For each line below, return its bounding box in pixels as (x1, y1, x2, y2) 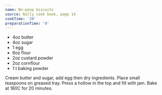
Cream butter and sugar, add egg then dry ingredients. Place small (5, 75, 140, 81)
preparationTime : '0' (5, 21, 50, 26)
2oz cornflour (12, 60, 40, 66)
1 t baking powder (12, 66, 49, 71)
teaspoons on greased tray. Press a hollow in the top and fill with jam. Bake (5, 80, 158, 86)
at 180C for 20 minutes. (5, 85, 53, 91)
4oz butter (12, 34, 34, 40)
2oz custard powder (12, 55, 53, 61)
